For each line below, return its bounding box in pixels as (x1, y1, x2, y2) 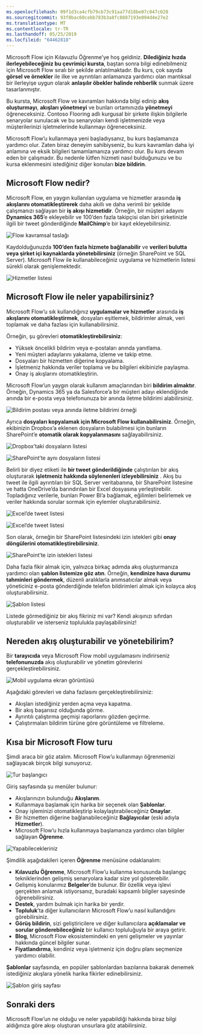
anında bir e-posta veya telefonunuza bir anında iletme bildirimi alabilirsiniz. (6, 394, 194, 402)
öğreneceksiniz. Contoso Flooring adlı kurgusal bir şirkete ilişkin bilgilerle (6, 110, 188, 117)
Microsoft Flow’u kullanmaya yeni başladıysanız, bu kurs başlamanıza (6, 135, 179, 142)
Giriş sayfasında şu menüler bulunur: (6, 783, 98, 790)
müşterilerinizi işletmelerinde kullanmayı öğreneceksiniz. (6, 123, 147, 130)
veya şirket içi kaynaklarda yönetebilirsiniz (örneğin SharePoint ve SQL (6, 249, 186, 257)
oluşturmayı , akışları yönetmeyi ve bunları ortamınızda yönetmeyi (6, 104, 173, 111)
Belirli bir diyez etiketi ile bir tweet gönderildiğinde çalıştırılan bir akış (6, 466, 179, 473)
